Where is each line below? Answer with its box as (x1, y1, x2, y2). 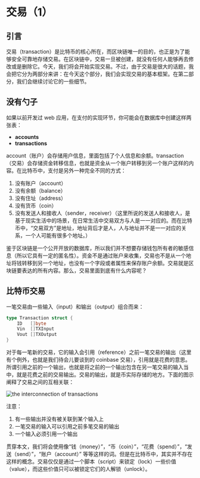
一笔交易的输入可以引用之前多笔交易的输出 (14, 423, 120, 430)
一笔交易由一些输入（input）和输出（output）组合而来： (6, 303, 144, 310)
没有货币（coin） (14, 202, 57, 209)
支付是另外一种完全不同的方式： (47, 166, 126, 174)
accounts (14, 133, 39, 140)
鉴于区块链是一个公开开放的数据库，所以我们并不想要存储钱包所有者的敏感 (6, 244, 189, 251)
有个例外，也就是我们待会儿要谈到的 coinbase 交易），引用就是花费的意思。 (6, 356, 191, 363)
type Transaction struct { (6, 314, 73, 321)
